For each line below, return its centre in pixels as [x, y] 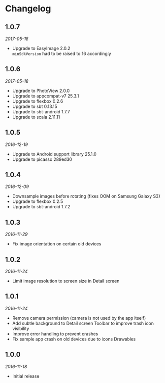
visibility [21, 328]
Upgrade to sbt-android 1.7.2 [41, 207]
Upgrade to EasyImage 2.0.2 [41, 48]
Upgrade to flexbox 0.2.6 [37, 101]
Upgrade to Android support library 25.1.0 [54, 154]
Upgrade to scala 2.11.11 [36, 117]
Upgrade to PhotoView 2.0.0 [41, 91]
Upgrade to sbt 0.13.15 [35, 106]
